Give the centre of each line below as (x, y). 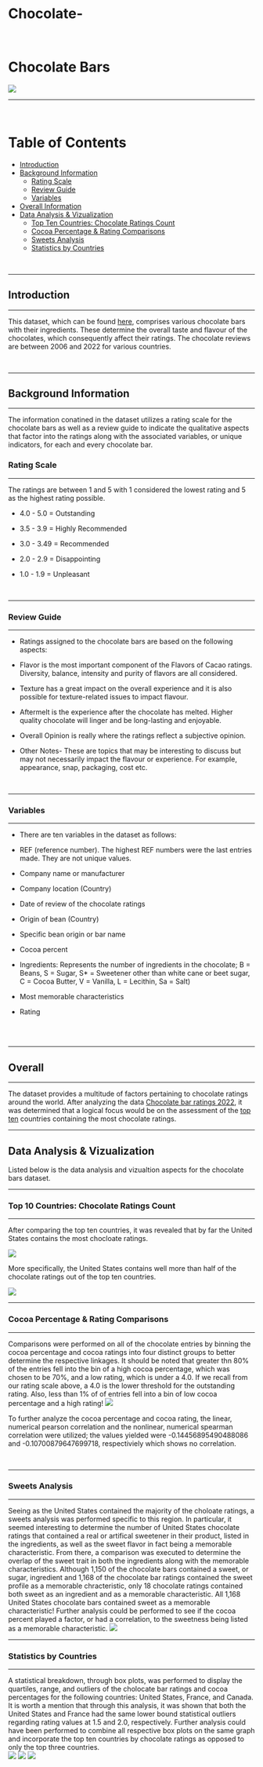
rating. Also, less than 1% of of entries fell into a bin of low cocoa (113, 1393)
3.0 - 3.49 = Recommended (64, 543)
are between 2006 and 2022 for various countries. (90, 346)
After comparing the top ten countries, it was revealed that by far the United (130, 1230)
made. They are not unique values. (75, 858)
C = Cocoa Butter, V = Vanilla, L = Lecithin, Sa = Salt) (105, 981)
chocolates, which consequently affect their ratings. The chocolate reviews (130, 338)
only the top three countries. (54, 1747)
